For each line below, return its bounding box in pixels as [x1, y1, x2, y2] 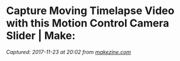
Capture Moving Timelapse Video [6, 4, 175, 18]
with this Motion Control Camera [6, 16, 169, 30]
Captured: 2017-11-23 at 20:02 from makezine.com [6, 48, 131, 55]
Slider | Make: [6, 29, 76, 42]
